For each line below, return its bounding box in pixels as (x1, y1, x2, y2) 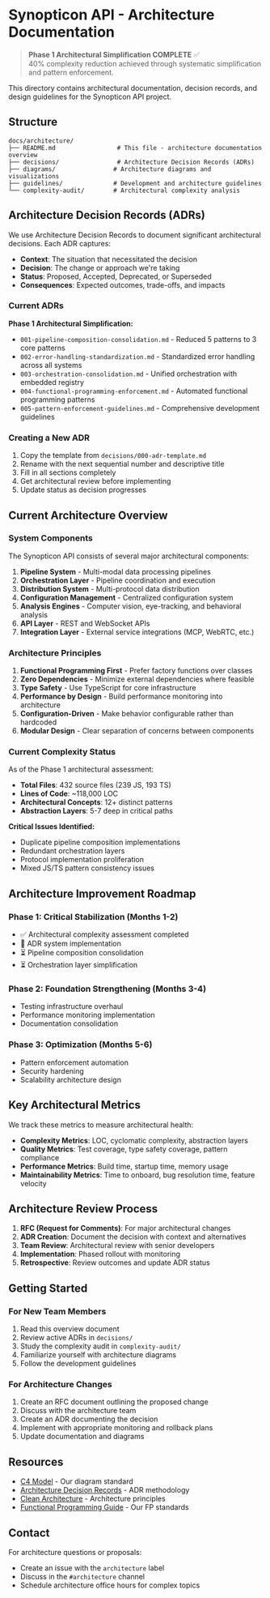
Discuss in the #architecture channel (19, 1571, 146, 1581)
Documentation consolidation (19, 1019, 119, 1028)
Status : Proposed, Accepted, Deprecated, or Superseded (19, 271, 212, 281)
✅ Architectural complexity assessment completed (19, 929, 189, 939)
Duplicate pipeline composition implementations (19, 837, 180, 848)
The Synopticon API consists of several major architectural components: (8, 551, 249, 561)
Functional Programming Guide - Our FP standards (19, 1502, 189, 1512)
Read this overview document (19, 1324, 120, 1334)
